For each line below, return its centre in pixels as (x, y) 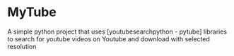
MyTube (32, 12)
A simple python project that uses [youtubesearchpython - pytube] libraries (117, 31)
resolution (22, 46)
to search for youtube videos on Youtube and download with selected (109, 38)
